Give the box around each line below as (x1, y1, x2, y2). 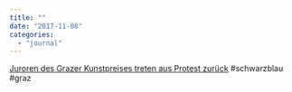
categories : (9, 30, 54, 39)
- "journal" (17, 38, 63, 48)
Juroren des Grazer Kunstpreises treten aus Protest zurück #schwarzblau (9, 63, 284, 74)
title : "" (9, 13, 47, 23)
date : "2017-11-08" (9, 22, 83, 31)
